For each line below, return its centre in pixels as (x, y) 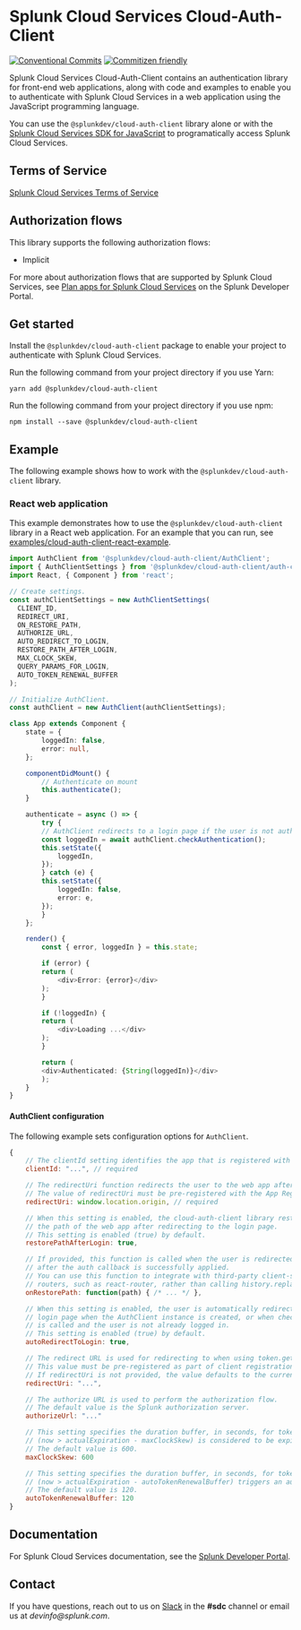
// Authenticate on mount (90, 781)
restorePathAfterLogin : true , (82, 1243)
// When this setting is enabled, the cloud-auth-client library (150, 1218)
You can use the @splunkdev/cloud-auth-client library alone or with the (141, 124)
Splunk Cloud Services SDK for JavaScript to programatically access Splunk (150, 133)
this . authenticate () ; (82, 790)
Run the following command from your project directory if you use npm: (142, 406)
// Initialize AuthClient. (60, 699)
